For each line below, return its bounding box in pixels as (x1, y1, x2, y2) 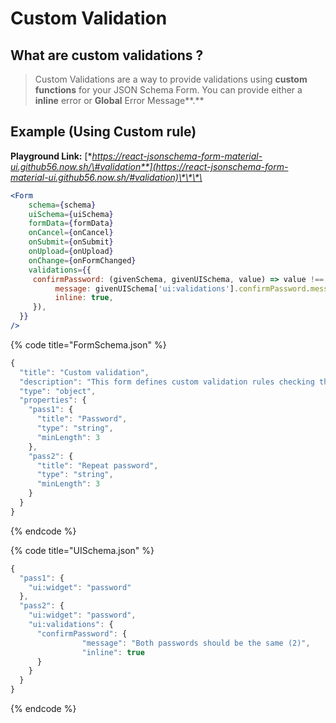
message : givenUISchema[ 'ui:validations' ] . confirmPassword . (54, 283, 311, 294)
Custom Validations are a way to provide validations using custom (34, 73, 308, 85)
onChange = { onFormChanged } (28, 255, 137, 266)
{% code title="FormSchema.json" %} (10, 338, 167, 351)
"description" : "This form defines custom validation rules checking (19, 377, 315, 387)
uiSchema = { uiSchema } (28, 209, 114, 219)
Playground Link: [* (10, 150, 93, 162)
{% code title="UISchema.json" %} (10, 544, 155, 556)
